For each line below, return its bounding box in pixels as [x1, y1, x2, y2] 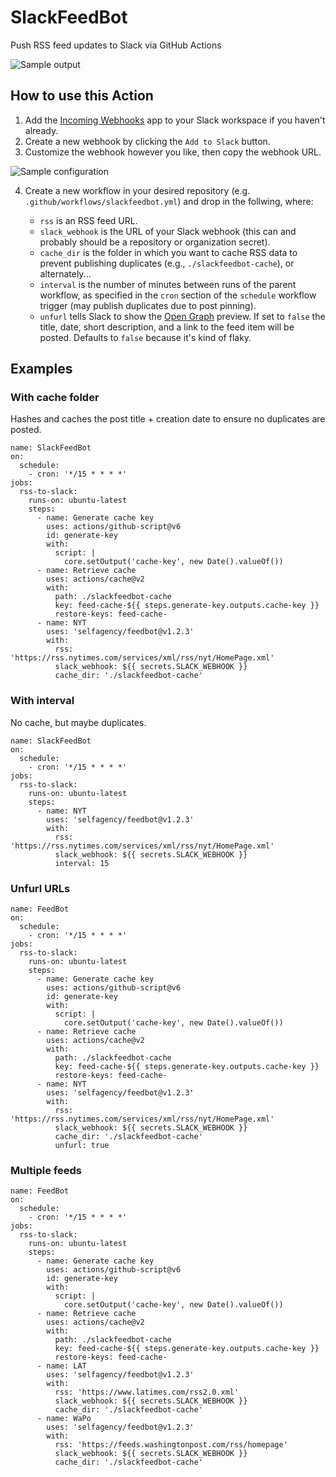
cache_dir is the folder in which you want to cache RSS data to [39, 246, 298, 258]
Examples [10, 361, 73, 378]
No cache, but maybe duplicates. [10, 716, 147, 728]
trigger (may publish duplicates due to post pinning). [39, 299, 257, 311]
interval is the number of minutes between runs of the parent [39, 278, 297, 290]
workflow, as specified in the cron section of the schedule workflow [39, 289, 317, 301]
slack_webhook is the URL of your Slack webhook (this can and [39, 225, 297, 237]
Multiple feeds [10, 1163, 83, 1177]
